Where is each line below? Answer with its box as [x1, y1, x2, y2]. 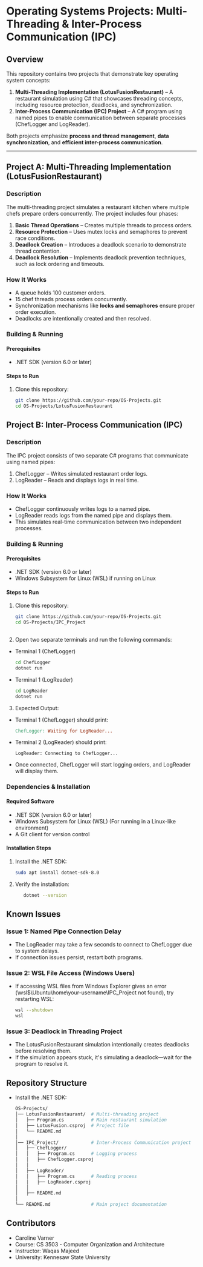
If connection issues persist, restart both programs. [14, 954, 143, 961]
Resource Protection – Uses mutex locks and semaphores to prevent [14, 228, 187, 235]
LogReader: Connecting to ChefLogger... [14, 750, 118, 757]
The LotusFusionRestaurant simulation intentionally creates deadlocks [14, 1041, 190, 1048]
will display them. [14, 768, 59, 775]
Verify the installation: [14, 880, 69, 888]
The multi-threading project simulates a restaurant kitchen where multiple [6, 203, 189, 210]
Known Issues [6, 909, 61, 919]
